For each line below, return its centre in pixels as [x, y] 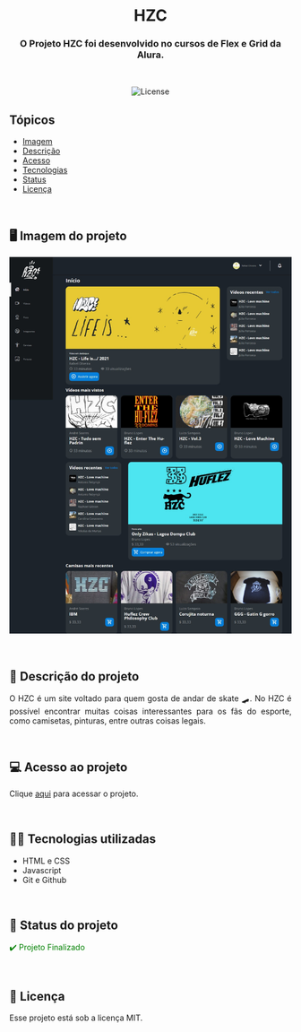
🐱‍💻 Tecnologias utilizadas [83, 839]
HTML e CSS [46, 861]
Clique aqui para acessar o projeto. [74, 794]
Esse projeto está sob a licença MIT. [76, 1018]
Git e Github [44, 880]
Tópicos [32, 120]
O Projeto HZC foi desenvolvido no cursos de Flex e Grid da [150, 44]
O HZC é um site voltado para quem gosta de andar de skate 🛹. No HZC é [150, 698]
